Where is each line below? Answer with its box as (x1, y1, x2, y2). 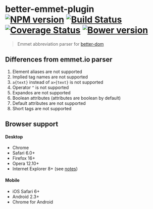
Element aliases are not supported (12, 69, 83, 74)
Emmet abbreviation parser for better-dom (17, 41, 104, 47)
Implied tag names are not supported (12, 73, 88, 80)
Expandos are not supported (12, 89, 71, 95)
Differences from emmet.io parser (5, 56, 112, 64)
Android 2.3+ (12, 194, 40, 200)
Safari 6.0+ (12, 150, 36, 156)
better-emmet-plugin (5, 3, 95, 15)
